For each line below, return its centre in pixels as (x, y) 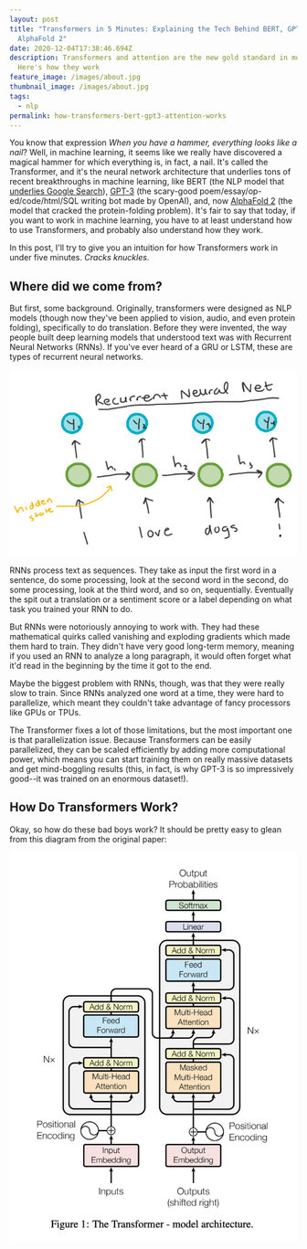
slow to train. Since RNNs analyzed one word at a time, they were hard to (147, 693)
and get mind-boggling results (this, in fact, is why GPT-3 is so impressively (152, 768)
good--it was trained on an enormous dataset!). (99, 778)
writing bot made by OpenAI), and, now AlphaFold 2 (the (187, 201)
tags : (20, 96)
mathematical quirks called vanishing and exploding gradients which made (150, 636)
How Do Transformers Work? (94, 807)
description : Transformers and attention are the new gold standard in (148, 58)
